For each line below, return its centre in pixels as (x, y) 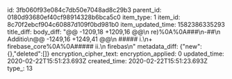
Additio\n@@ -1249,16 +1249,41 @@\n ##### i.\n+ (80, 39)
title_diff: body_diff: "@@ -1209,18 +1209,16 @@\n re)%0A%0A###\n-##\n (114, 32)
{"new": (191, 46)
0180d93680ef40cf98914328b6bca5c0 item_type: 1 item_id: (94, 17)
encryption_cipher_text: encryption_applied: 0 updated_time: (138, 54)
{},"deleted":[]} (28, 54)
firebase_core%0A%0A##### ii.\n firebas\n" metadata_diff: (93, 46)
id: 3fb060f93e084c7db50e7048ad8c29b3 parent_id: (84, 10)
